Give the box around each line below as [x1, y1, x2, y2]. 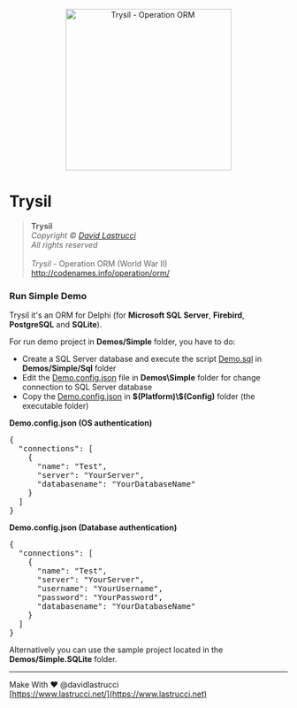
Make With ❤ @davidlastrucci [9, 680, 119, 690]
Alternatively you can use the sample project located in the [9, 644, 224, 655]
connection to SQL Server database [21, 381, 153, 393]
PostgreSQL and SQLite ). [9, 319, 103, 330]
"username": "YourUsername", [36, 584, 164, 594]
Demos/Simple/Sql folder [21, 363, 117, 373]
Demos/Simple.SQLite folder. [9, 654, 118, 665]
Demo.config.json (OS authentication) [9, 418, 153, 428]
